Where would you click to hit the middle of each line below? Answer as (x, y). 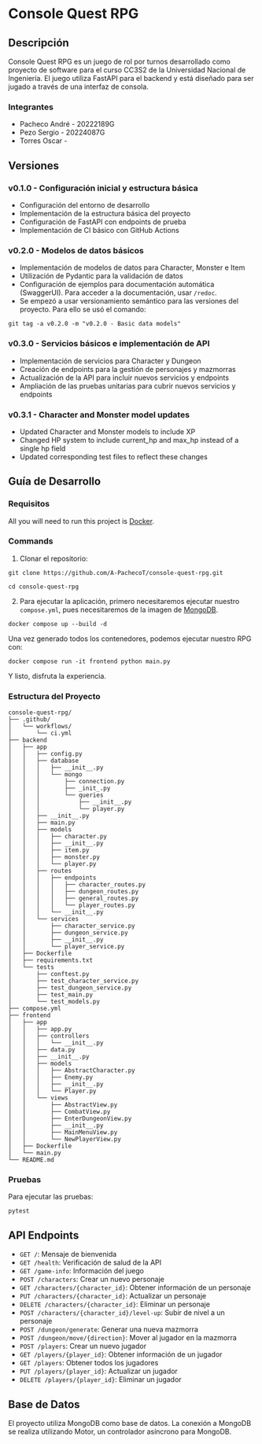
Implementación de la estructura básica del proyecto (105, 213)
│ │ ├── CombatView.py (59, 1112)
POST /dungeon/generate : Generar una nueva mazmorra (109, 1329)
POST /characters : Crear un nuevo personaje (92, 1280)
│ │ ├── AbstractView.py (63, 1105)
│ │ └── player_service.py (66, 947)
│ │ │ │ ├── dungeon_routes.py (74, 892)
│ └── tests (31, 967)
